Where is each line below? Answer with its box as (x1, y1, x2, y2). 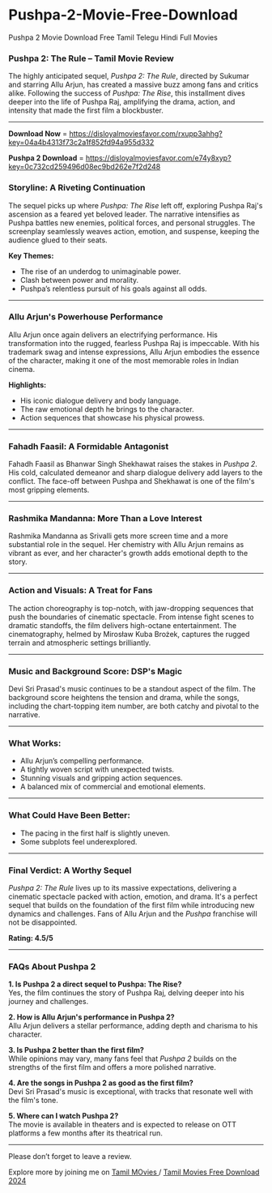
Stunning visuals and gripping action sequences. (19, 773, 184, 783)
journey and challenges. (8, 997, 89, 1007)
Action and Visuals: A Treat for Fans (8, 585, 153, 596)
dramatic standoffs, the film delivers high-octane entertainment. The (8, 620, 237, 630)
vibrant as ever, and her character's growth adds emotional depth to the (8, 549, 249, 558)
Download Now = (8, 129, 68, 139)
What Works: (8, 738, 62, 749)
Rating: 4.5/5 (8, 933, 54, 943)
